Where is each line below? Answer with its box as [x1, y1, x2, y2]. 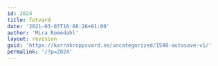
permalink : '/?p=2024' [7, 49, 73, 56]
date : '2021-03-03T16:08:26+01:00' [7, 23, 110, 30]
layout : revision [7, 36, 57, 43]
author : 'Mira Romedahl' [7, 29, 79, 36]
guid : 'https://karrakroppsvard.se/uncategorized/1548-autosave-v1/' [7, 42, 212, 49]
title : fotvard [7, 16, 51, 23]
